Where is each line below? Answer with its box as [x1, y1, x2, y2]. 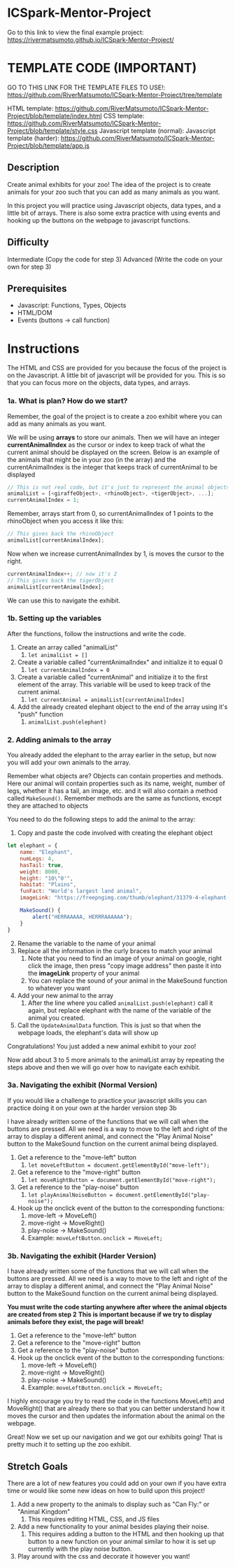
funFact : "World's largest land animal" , [20, 887, 142, 895]
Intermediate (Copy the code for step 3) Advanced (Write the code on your [7, 255, 223, 263]
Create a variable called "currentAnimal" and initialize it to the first [17, 673, 208, 681]
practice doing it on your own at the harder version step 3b [7, 1104, 177, 1112]
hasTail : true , [20, 862, 64, 869]
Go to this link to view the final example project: [7, 28, 144, 36]
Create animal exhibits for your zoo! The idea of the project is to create [7, 180, 211, 188]
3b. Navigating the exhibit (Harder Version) [7, 1251, 157, 1260]
